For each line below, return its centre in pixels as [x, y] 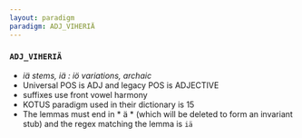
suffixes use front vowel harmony [85, 94]
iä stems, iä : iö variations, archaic [87, 75]
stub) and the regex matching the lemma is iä [107, 123]
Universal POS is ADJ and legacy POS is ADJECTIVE [121, 85]
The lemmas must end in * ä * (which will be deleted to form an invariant [157, 113]
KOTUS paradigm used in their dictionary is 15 [108, 104]
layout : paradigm [42, 18]
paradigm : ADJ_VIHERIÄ [52, 26]
